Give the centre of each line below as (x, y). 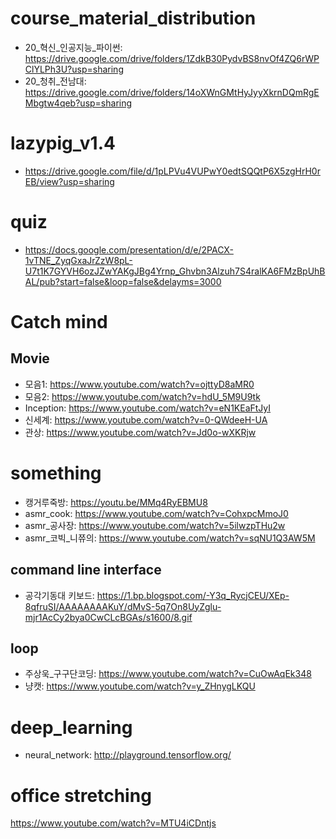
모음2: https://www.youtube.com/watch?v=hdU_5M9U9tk (142, 396)
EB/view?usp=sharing (69, 181)
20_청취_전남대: (55, 81)
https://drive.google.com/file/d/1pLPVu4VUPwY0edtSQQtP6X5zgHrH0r (172, 171)
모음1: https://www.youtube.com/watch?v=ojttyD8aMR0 (139, 384)
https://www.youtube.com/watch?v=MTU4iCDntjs (113, 823)
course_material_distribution (133, 18)
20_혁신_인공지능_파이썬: (73, 47)
